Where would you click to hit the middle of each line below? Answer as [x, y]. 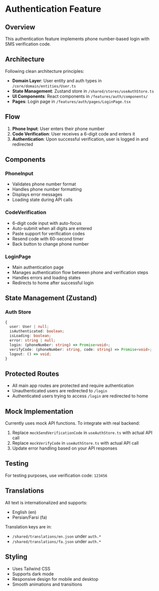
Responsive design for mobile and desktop [55, 579]
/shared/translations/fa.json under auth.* [57, 541]
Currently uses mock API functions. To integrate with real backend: [73, 423]
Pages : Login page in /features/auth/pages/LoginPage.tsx [71, 101]
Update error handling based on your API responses [65, 448]
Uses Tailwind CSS [31, 568]
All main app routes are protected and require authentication [73, 386]
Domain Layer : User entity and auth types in [57, 80]
